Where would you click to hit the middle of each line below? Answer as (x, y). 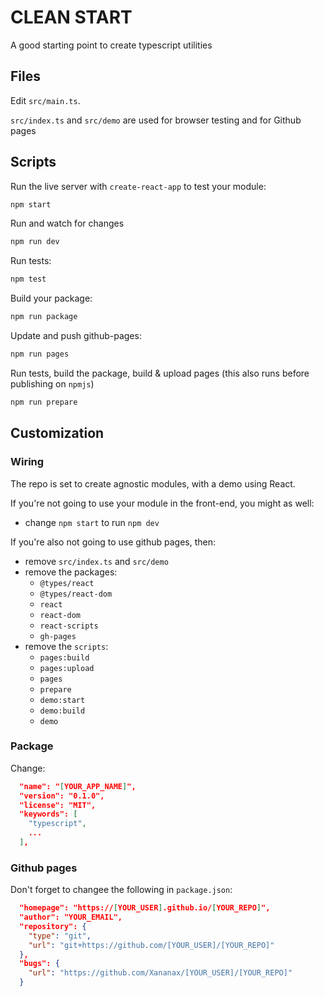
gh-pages (58, 636)
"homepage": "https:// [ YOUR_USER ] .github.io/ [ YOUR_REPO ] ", (145, 908)
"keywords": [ (48, 814)
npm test (28, 279)
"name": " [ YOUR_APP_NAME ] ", (78, 786)
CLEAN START (71, 17)
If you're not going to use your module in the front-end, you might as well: (162, 503)
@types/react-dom (76, 594)
